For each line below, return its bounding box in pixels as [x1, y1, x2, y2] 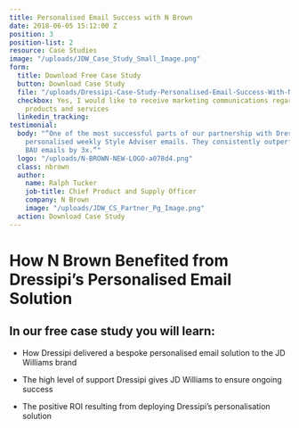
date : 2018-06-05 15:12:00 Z [9, 21, 117, 30]
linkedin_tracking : [17, 112, 90, 121]
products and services [25, 104, 109, 113]
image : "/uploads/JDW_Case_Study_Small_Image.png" [9, 54, 201, 63]
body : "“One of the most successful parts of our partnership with [17, 129, 273, 138]
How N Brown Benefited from [9, 251, 229, 270]
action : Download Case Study [17, 211, 125, 221]
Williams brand [21, 357, 77, 367]
